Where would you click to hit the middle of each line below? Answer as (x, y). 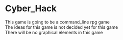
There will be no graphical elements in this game (54, 32)
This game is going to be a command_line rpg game (58, 22)
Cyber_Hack (31, 9)
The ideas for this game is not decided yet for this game (61, 27)
